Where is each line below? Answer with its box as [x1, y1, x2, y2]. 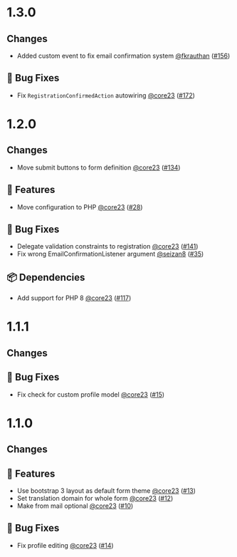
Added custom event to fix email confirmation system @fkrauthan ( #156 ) [16, 51, 231, 60]
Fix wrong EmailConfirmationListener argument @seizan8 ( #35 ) [16, 250, 204, 259]
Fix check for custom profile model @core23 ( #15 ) [16, 390, 165, 399]
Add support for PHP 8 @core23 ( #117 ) [16, 293, 132, 303]
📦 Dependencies [6, 271, 85, 283]
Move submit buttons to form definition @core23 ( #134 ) [16, 163, 181, 172]
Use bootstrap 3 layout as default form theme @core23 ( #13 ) [16, 486, 196, 495]
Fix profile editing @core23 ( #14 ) [16, 541, 115, 549]
